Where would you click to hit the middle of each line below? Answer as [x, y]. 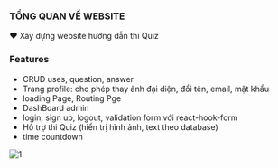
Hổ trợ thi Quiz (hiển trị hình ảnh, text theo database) [120, 126]
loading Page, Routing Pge [72, 98]
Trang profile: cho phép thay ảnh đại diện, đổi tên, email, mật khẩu [145, 89]
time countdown [52, 136]
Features [29, 60]
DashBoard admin [56, 107]
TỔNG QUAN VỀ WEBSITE [67, 16]
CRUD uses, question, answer [78, 79]
